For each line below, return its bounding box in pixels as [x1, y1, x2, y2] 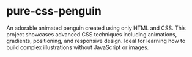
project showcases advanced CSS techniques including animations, [6, 30, 177, 38]
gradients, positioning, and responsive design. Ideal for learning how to [6, 37, 186, 44]
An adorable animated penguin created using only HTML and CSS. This [6, 24, 186, 32]
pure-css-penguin [6, 4, 102, 18]
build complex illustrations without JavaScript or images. [6, 44, 149, 51]
